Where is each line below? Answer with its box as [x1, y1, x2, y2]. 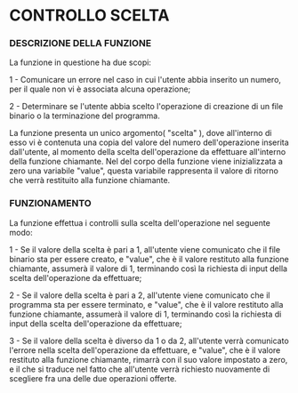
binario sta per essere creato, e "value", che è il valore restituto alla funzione [9, 253, 289, 264]
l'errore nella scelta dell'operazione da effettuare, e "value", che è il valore [9, 344, 281, 356]
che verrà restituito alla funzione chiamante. [9, 175, 171, 186]
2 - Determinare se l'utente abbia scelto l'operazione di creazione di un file [9, 101, 284, 112]
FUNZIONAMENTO [9, 197, 92, 210]
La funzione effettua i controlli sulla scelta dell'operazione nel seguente [9, 217, 271, 228]
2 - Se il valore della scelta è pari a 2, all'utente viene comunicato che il [9, 290, 270, 301]
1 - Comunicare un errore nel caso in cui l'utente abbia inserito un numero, [9, 75, 282, 85]
